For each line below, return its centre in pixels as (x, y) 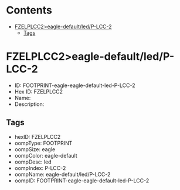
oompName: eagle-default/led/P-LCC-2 (62, 174)
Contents (29, 10)
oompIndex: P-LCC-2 (40, 168)
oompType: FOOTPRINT (43, 143)
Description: (29, 104)
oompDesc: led (33, 162)
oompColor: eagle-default (46, 155)
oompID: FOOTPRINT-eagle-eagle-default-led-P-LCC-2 (82, 181)
